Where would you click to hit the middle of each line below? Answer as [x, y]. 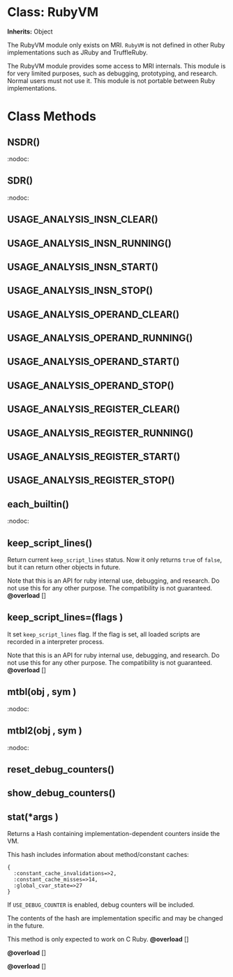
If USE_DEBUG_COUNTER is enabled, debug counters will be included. [101, 905]
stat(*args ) [33, 817]
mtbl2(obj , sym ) [45, 731]
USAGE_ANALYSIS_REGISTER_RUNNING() [100, 433]
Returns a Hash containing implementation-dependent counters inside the [114, 834]
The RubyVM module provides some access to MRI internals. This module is [116, 66]
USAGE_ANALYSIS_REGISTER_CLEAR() [93, 409]
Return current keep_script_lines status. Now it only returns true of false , [115, 560]
